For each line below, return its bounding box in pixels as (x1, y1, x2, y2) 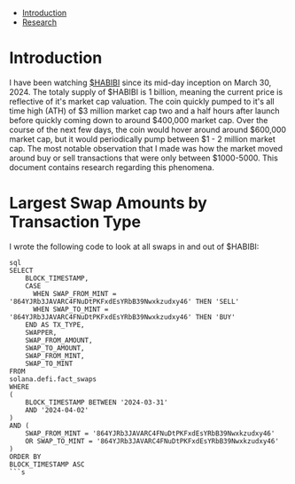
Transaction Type (9, 212, 142, 232)
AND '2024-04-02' (25, 405, 89, 415)
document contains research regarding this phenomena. (9, 161, 214, 172)
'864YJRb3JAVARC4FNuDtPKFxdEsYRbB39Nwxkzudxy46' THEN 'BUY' (9, 312, 237, 322)
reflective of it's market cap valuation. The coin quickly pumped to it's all (9, 96, 275, 106)
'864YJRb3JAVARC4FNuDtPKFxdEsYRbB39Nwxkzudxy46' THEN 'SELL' (9, 297, 240, 306)
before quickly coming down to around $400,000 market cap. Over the (9, 114, 268, 125)
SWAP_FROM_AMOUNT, (25, 336, 93, 345)
